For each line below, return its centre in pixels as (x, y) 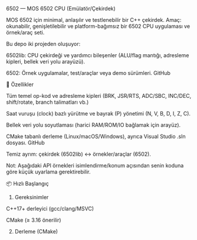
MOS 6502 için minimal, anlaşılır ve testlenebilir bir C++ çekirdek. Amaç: (94, 20)
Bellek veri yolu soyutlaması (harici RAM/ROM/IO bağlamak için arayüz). (93, 125)
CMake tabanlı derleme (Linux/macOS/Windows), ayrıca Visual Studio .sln (96, 136)
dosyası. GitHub (26, 143)
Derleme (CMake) (36, 231)
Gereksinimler (32, 197)
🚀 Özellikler (20, 84)
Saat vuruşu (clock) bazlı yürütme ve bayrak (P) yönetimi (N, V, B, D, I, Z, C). (98, 114)
